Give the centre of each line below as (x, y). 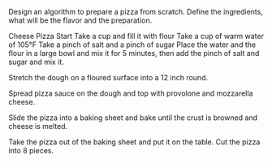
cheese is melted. (38, 126)
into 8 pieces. (31, 150)
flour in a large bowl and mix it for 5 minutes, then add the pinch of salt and (134, 53)
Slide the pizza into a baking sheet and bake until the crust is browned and (133, 118)
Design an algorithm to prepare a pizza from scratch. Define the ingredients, (136, 12)
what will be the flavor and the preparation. (80, 20)
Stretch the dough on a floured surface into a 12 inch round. (108, 77)
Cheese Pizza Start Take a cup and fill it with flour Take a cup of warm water (136, 36)
